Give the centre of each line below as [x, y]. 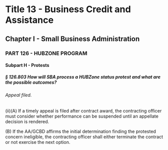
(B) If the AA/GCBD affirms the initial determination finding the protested [81, 131]
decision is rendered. [27, 121]
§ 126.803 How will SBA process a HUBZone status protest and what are [83, 77]
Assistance [30, 20]
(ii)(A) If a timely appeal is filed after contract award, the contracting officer [83, 110]
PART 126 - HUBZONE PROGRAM [46, 53]
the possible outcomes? [31, 82]
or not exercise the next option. [38, 142]
